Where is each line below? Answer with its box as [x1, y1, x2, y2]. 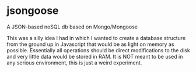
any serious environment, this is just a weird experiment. [6, 59, 142, 66]
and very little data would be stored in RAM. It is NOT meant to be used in [6, 53, 183, 60]
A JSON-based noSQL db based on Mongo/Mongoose [6, 23, 138, 30]
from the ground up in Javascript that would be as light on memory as [6, 41, 174, 48]
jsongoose [6, 4, 59, 17]
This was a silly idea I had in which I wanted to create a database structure [6, 34, 186, 41]
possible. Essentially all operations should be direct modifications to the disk [6, 46, 190, 53]
